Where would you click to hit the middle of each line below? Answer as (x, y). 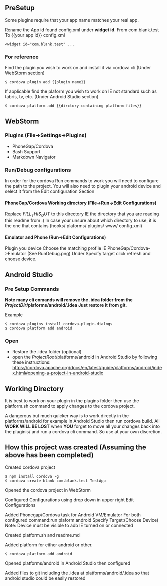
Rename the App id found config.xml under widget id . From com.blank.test (82, 30)
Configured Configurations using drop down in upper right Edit (69, 500)
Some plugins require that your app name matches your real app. (72, 20)
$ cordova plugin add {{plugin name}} (45, 82)
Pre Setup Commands (32, 289)
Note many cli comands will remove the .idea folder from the (69, 300)
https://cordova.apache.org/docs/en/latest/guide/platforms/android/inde (87, 368)
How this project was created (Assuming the (76, 447)
